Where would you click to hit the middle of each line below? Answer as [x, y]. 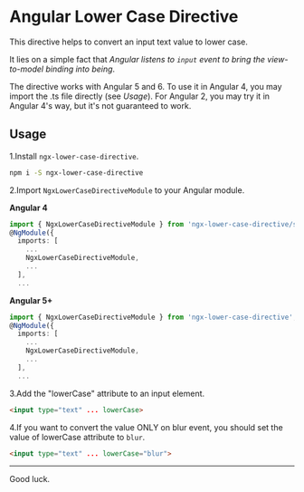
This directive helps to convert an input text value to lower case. [129, 42]
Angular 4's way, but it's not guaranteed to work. [100, 105]
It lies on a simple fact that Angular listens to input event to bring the [137, 59]
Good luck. [30, 479]
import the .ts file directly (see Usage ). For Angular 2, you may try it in [139, 96]
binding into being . [80, 69]
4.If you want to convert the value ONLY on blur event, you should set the [146, 427]
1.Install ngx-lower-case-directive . [74, 156]
